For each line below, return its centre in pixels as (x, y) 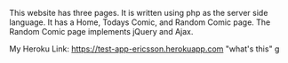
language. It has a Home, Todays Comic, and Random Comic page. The (140, 22)
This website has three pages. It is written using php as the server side (139, 13)
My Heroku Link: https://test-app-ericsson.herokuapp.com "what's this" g (144, 49)
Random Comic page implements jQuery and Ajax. (101, 31)
